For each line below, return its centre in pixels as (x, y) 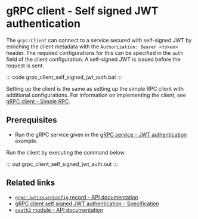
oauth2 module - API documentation (59, 209)
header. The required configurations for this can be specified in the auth (95, 53)
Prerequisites (32, 120)
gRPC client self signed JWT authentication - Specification (87, 203)
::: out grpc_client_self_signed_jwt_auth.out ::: (62, 164)
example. (26, 141)
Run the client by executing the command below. (66, 152)
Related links (31, 183)
